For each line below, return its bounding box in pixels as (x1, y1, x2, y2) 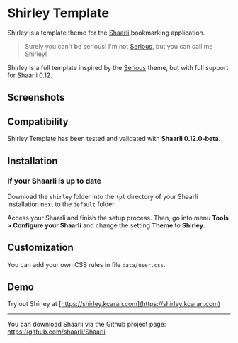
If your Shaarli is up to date (7, 176, 101, 186)
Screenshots (7, 91, 65, 103)
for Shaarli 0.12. (7, 71, 53, 79)
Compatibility (7, 116, 69, 128)
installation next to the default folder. (7, 200, 116, 208)
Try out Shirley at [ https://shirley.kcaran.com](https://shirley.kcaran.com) (7, 300, 221, 308)
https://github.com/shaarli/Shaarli (7, 327, 106, 336)
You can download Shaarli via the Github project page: (7, 320, 166, 329)
